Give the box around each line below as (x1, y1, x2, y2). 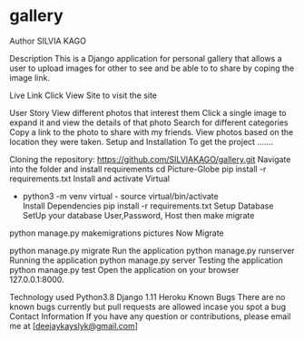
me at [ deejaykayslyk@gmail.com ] (9, 320, 139, 331)
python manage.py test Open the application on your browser (9, 264, 240, 275)
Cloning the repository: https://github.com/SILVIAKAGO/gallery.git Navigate (9, 153, 291, 164)
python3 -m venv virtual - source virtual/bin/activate (22, 190, 220, 201)
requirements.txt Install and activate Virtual (9, 173, 171, 184)
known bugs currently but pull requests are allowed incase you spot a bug (9, 301, 287, 312)
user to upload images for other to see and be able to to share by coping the (9, 63, 295, 73)
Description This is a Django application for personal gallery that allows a (9, 53, 283, 63)
